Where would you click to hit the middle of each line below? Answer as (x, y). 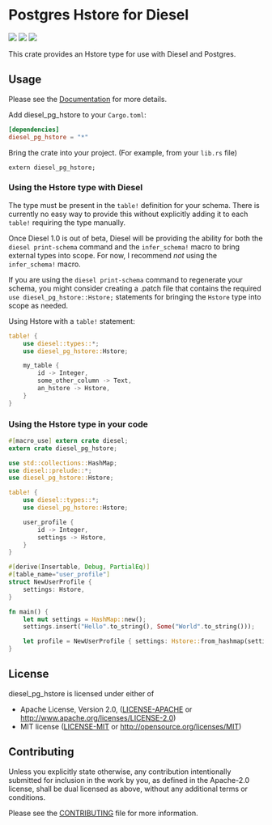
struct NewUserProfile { (50, 582)
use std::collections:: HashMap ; (63, 463)
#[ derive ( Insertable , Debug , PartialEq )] (79, 567)
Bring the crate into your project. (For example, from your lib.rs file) (123, 152)
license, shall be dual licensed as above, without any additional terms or (128, 789)
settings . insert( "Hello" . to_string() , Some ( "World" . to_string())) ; (139, 627)
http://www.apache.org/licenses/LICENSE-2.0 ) (98, 717)
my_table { (41, 366)
